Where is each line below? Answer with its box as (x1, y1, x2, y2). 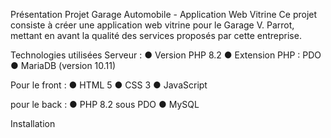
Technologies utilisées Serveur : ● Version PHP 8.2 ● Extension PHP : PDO (10, 49, 322, 61)
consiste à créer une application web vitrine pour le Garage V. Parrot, (10, 19, 295, 31)
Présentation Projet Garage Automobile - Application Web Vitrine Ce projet (10, 9, 318, 20)
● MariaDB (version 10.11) (10, 60, 117, 71)
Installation (10, 118, 56, 129)
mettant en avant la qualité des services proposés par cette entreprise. (10, 30, 302, 41)
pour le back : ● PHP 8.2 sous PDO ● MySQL (10, 99, 200, 110)
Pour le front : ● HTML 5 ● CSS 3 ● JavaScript (10, 79, 208, 91)
